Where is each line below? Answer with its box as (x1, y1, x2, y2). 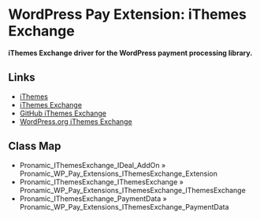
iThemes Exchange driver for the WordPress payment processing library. (8, 48, 253, 57)
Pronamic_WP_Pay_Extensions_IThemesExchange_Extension (19, 169, 218, 178)
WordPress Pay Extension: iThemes (8, 5, 247, 24)
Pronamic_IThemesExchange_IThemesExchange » (19, 177, 184, 186)
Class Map (8, 140, 61, 153)
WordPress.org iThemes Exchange (19, 116, 132, 126)
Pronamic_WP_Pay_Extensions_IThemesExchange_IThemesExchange (19, 185, 246, 195)
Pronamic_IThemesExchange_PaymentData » (19, 194, 167, 203)
